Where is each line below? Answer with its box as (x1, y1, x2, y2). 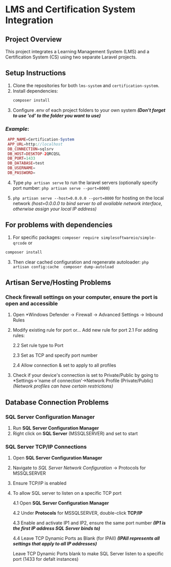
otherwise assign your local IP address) (12, 206, 97, 212)
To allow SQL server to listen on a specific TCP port (12, 490, 122, 496)
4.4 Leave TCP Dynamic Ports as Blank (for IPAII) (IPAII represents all (12, 535, 160, 541)
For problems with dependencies (5, 220, 113, 229)
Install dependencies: (12, 88, 58, 94)
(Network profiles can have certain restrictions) (12, 383, 114, 389)
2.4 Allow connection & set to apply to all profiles (12, 362, 116, 369)
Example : (5, 125, 30, 132)
